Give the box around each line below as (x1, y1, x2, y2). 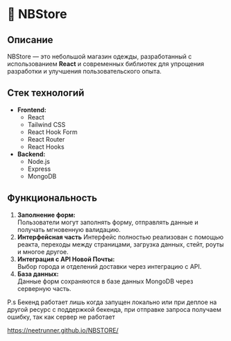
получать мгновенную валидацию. (17, 225, 121, 233)
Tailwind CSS (27, 120, 66, 128)
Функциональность (7, 192, 98, 204)
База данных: (17, 269, 59, 278)
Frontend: (17, 106, 46, 114)
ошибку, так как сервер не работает (7, 313, 116, 321)
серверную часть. (17, 284, 71, 292)
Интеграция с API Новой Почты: (17, 255, 115, 263)
